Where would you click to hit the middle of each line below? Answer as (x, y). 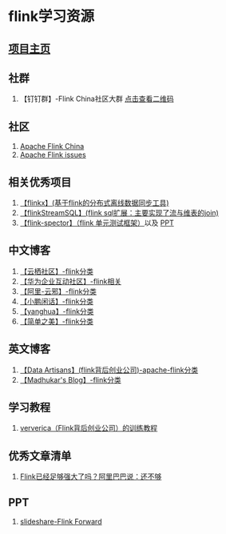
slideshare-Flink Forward (61, 522)
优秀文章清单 (40, 456)
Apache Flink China (52, 147)
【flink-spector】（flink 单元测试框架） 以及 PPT (97, 223)
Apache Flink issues (53, 155)
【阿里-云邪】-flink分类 (58, 291)
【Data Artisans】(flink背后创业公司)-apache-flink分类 (109, 370)
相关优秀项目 (40, 182)
